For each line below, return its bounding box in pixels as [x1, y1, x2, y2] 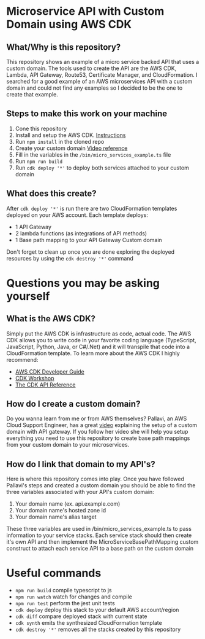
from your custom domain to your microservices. [6, 441, 130, 449]
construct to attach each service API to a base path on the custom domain [6, 545, 194, 552]
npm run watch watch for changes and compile [15, 593, 133, 600]
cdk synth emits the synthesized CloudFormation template [15, 619, 162, 627]
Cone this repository [15, 125, 67, 132]
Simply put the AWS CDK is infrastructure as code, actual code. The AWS [6, 330, 192, 337]
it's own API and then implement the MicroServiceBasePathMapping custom [6, 538, 199, 546]
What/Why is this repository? [6, 42, 121, 52]
